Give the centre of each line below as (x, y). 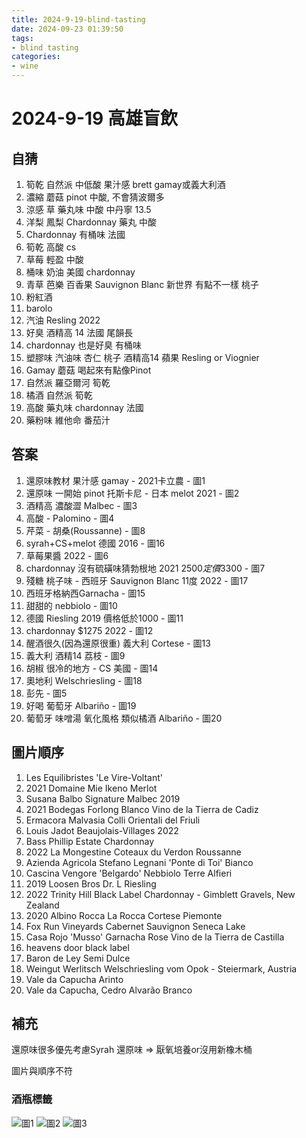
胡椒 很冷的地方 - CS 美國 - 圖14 (92, 668)
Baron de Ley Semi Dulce (78, 958)
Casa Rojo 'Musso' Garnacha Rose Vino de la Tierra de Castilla (155, 937)
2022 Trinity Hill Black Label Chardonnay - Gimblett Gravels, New (160, 894)
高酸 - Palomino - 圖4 (70, 518)
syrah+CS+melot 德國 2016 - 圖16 (95, 543)
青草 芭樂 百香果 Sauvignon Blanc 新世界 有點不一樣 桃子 (142, 284)
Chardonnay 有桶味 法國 (75, 234)
